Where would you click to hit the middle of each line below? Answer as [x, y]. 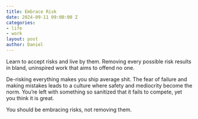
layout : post [22, 39]
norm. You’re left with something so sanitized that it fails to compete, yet [94, 92]
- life [14, 28]
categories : [21, 22]
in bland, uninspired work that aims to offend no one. [70, 67]
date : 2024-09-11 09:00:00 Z [42, 17]
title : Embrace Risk [32, 12]
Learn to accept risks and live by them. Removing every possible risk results [99, 61]
